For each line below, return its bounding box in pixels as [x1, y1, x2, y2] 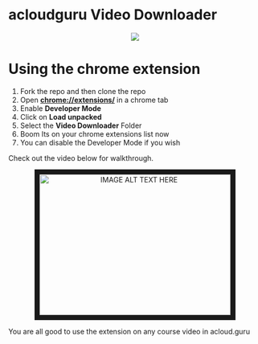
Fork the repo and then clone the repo [19, 86, 146, 96]
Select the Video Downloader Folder [19, 121, 142, 130]
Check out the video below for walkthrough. [8, 153, 154, 162]
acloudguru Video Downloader [8, 6, 218, 24]
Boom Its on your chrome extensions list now [19, 129, 170, 138]
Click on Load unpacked [19, 112, 102, 121]
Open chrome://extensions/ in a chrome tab [19, 95, 169, 104]
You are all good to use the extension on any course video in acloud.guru [8, 326, 251, 336]
